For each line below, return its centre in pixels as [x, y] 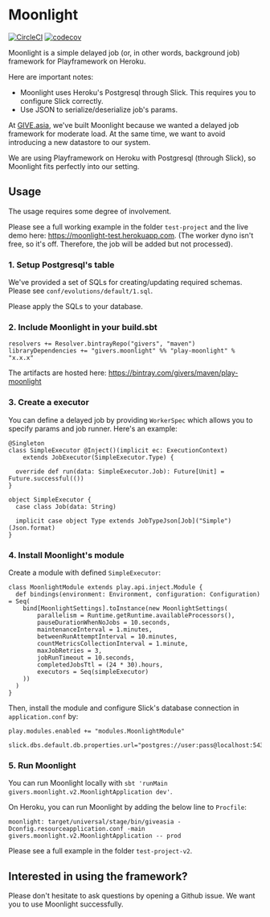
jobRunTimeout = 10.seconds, [86, 658]
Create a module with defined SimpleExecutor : [84, 572]
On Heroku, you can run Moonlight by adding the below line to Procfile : [128, 808]
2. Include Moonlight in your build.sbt [83, 327]
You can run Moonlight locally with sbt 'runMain [88, 783]
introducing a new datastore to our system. [80, 142]
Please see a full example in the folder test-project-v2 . [100, 851]
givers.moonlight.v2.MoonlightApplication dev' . [90, 791]
